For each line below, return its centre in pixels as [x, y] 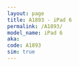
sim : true [21, 52]
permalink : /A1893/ [35, 26]
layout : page [26, 13]
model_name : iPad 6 [35, 33]
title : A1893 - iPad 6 [39, 20]
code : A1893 [24, 45]
